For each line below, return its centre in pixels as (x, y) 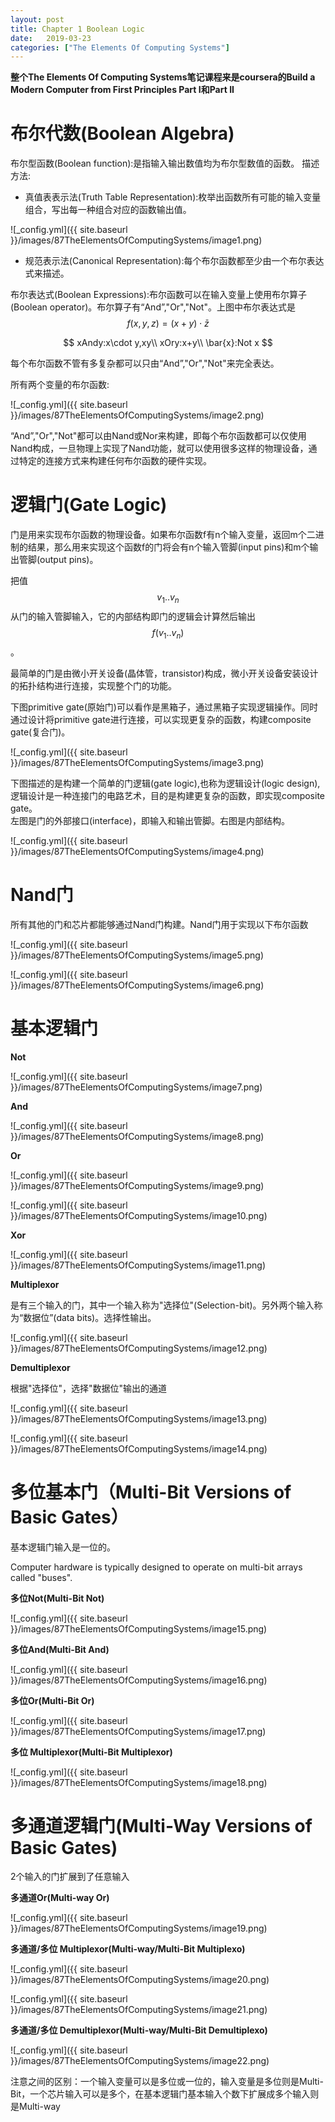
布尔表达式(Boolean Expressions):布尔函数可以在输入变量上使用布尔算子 (159, 295)
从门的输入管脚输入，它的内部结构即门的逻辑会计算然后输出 (133, 616)
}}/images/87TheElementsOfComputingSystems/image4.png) (137, 851)
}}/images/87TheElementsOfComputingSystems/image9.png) (137, 1185)
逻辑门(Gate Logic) (89, 505)
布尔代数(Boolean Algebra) (122, 133)
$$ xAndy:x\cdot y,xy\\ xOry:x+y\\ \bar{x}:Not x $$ (168, 343)
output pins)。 (69, 560)
